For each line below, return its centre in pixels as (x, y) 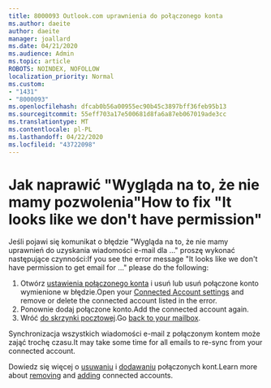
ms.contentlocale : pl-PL (50, 129)
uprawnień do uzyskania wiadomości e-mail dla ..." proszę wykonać (122, 251)
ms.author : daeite (39, 24)
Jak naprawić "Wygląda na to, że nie (134, 185)
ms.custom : (27, 84)
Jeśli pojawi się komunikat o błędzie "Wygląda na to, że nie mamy (118, 242)
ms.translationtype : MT (49, 122)
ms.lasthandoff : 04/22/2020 (56, 137)
